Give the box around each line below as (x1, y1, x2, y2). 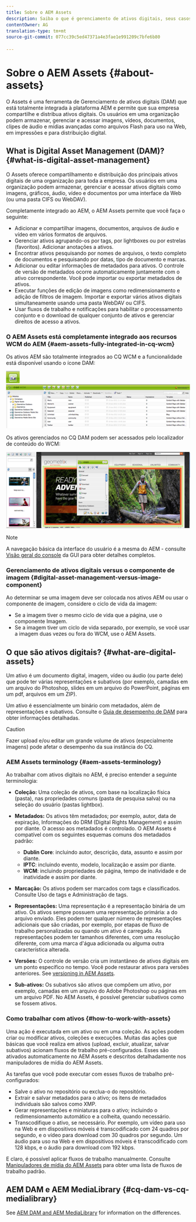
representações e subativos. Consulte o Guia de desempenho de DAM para (6, 708, 188, 715)
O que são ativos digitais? (6, 647, 102, 657)
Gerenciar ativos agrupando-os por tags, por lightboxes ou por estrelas (14, 237, 186, 244)
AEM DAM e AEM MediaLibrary (6, 1185, 121, 1194)
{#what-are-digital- (103, 647, 176, 657)
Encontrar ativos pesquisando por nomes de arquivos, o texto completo (14, 249, 187, 256)
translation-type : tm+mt (6, 28, 66, 34)
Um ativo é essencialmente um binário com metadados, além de (6, 701, 160, 708)
